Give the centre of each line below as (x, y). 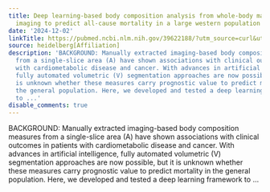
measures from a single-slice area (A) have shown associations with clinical (134, 137)
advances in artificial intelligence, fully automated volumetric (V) (115, 154)
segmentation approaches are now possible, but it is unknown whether (126, 162)
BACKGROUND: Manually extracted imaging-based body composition (124, 129)
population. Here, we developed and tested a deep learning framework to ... (134, 180)
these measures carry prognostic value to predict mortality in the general (129, 171)
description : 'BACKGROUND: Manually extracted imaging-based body (122, 53)
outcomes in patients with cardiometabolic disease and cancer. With (121, 145)
